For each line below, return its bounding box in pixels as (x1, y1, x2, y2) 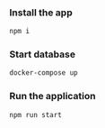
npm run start (9, 110, 63, 119)
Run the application (9, 90, 96, 103)
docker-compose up (9, 69, 78, 78)
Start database (9, 48, 76, 60)
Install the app (9, 6, 74, 19)
